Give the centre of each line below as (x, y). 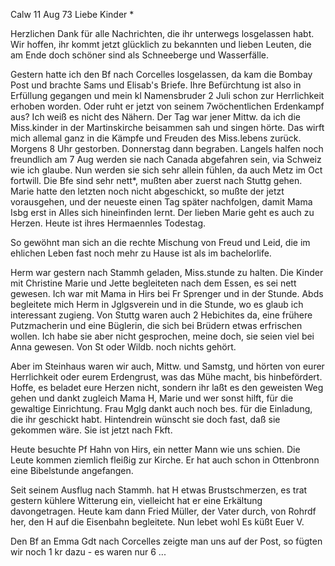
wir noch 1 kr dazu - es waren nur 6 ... (88, 552)
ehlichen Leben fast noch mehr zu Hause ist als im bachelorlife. (141, 253)
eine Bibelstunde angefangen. (72, 470)
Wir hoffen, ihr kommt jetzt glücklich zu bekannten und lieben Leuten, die (161, 44)
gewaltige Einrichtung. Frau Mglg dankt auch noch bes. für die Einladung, (161, 408)
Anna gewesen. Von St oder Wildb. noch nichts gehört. (123, 347)
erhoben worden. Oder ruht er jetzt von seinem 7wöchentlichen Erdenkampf (167, 106)
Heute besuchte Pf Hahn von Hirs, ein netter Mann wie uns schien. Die (155, 449)
